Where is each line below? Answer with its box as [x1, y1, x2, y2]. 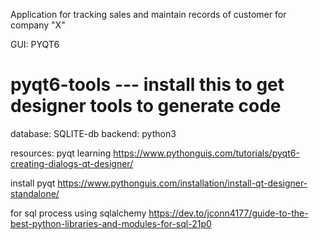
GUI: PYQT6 [10, 39, 60, 50]
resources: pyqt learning [10, 147, 112, 159]
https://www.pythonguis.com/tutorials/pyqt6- [113, 147, 300, 159]
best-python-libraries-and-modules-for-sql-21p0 [10, 217, 212, 229]
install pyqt [10, 177, 56, 189]
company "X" [10, 19, 66, 31]
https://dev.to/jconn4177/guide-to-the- [148, 207, 309, 219]
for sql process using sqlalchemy [10, 207, 147, 219]
